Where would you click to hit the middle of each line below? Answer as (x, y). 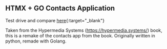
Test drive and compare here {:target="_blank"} (55, 20)
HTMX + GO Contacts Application (60, 8)
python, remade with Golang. (36, 41)
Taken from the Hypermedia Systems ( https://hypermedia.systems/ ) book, (84, 30)
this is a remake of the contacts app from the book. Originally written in (80, 35)
